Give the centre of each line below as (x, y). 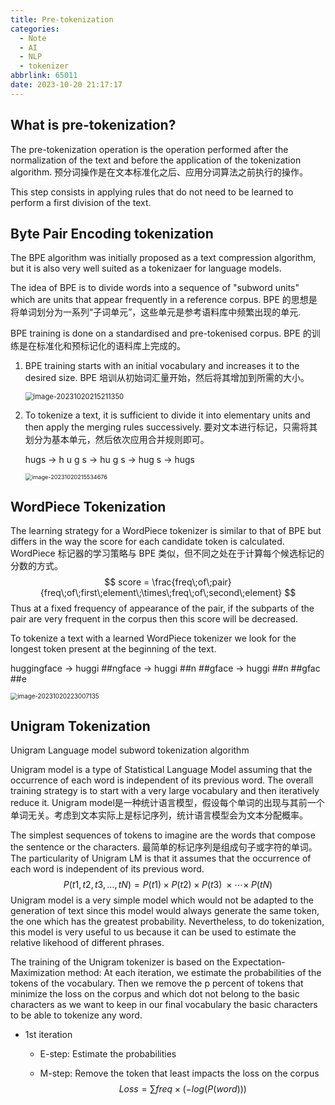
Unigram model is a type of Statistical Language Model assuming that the (161, 770)
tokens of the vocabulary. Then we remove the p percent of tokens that (157, 983)
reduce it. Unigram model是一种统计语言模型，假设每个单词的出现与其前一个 (167, 803)
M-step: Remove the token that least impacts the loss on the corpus (179, 1073)
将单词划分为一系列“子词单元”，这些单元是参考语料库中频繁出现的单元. (156, 312)
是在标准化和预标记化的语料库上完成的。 (102, 346)
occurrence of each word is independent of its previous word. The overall (162, 780)
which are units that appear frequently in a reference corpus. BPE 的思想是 (164, 300)
